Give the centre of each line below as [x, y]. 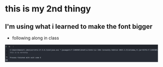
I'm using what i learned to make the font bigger [79, 27]
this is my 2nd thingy [48, 9]
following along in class [35, 38]
